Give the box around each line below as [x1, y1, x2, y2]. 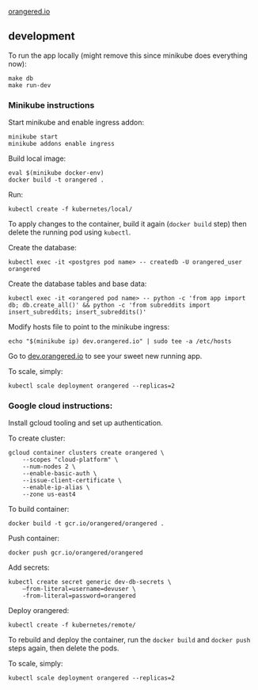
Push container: [8, 534, 60, 543]
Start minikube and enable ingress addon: [8, 118, 145, 128]
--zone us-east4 [22, 490, 77, 498]
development [8, 29, 75, 43]
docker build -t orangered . [8, 176, 104, 185]
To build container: [8, 505, 70, 514]
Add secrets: [8, 562, 50, 573]
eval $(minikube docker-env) [8, 170, 104, 177]
